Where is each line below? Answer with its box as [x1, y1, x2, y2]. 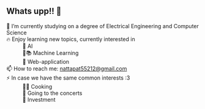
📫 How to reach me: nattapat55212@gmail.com [6, 65, 127, 72]
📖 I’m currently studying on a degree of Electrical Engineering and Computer [6, 22, 199, 29]
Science [6, 29, 27, 36]
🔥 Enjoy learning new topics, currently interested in [6, 35, 136, 43]
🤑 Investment [22, 96, 56, 103]
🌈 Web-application [22, 58, 69, 65]
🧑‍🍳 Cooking [22, 83, 53, 90]
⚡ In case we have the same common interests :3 [6, 74, 130, 81]
